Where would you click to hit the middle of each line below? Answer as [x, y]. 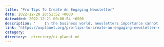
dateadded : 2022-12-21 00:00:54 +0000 [44, 19]
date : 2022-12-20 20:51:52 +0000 [39, 14]
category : [15, 32]
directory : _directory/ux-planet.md [42, 37]
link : [10, 28]
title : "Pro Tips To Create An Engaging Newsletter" [60, 10]
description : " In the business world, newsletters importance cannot [82, 23]
